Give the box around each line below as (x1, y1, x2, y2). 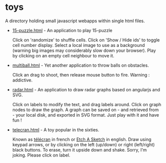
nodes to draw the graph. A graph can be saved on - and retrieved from (12, 107, 159, 113)
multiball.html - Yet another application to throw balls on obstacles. (12, 62, 149, 68)
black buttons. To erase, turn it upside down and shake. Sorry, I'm (12, 147, 147, 153)
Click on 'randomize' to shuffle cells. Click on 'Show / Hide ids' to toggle (12, 37, 160, 43)
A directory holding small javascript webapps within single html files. (5, 18, 145, 24)
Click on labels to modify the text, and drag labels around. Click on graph (12, 101, 162, 107)
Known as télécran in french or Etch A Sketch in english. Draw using (12, 136, 152, 142)
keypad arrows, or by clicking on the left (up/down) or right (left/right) (12, 141, 155, 147)
